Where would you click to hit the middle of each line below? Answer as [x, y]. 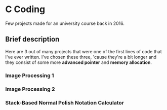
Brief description [32, 39]
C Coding [25, 9]
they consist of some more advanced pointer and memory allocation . [79, 62]
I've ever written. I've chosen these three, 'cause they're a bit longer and [81, 57]
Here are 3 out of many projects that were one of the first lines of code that [83, 51]
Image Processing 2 [30, 89]
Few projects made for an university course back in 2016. [65, 23]
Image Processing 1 [30, 76]
